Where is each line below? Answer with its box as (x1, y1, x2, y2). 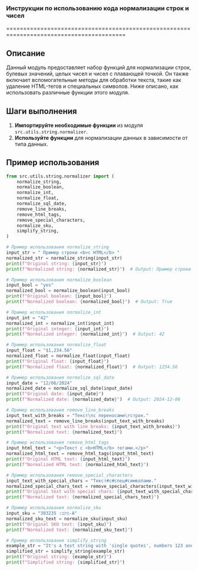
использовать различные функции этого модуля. (6, 89, 130, 96)
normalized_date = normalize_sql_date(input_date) (6, 385, 133, 392)
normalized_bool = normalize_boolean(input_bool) (6, 288, 131, 294)
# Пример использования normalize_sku (6, 505, 101, 511)
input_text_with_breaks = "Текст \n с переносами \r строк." (6, 412, 149, 418)
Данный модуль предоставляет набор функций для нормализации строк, (6, 64, 192, 71)
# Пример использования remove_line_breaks (6, 407, 115, 414)
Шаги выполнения (6, 106, 77, 116)
